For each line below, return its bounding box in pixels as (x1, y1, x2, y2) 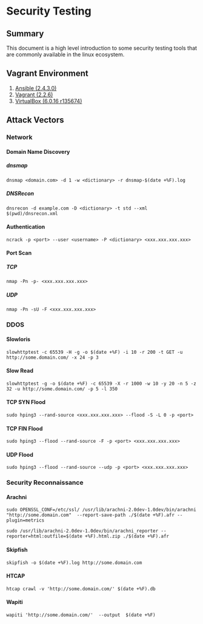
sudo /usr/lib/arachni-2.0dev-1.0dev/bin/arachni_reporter (6, 528, 159, 534)
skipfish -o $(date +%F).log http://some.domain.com (6, 559, 142, 566)
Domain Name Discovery (6, 148, 70, 155)
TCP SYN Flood (6, 399, 46, 406)
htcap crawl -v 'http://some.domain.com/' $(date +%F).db (6, 586, 156, 592)
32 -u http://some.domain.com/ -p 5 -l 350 (6, 386, 118, 392)
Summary (6, 28, 44, 39)
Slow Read (6, 367, 34, 374)
